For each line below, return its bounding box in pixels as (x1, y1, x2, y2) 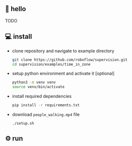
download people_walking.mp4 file (12, 111, 80, 117)
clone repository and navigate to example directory (12, 48, 115, 54)
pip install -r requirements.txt (12, 103, 80, 108)
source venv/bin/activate (12, 85, 65, 90)
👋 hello (5, 5, 26, 13)
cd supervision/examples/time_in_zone (12, 62, 91, 67)
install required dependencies (12, 93, 72, 99)
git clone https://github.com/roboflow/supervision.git (12, 57, 128, 62)
